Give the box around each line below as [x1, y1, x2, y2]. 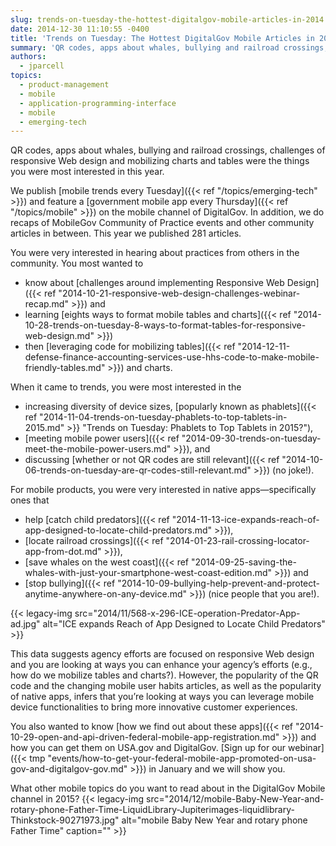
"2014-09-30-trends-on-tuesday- [181, 432, 322, 445]
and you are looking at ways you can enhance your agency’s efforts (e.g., [10, 659, 313, 671]
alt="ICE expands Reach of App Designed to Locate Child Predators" [42, 618, 326, 630]
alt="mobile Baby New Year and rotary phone [121, 814, 308, 826]
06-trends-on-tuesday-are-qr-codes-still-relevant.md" [24, 464, 252, 476]
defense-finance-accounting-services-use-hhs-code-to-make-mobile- [24, 351, 320, 363]
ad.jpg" [10, 618, 41, 630]
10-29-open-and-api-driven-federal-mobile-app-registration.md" [10, 731, 280, 743]
